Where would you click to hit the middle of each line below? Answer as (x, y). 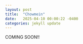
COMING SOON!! (22, 37)
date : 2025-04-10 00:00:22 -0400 (42, 19)
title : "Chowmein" (25, 14)
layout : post (19, 10)
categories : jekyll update (33, 23)
